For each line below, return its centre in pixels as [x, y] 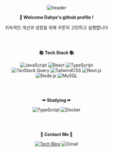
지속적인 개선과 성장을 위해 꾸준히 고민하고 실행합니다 [56, 28]
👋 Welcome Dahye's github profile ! [56, 17]
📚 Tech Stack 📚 [56, 53]
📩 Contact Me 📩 [56, 134]
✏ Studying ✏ [56, 100]
